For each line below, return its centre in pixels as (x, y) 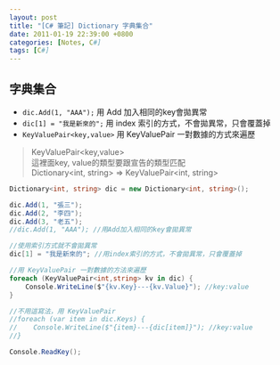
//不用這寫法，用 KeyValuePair (62, 311)
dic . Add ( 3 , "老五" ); (46, 222)
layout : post (33, 17)
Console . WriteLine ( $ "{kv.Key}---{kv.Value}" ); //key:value (137, 287)
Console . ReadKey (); (45, 353)
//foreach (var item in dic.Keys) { (77, 320)
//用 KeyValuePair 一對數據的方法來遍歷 (78, 271)
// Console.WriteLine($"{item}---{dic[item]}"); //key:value (131, 328)
